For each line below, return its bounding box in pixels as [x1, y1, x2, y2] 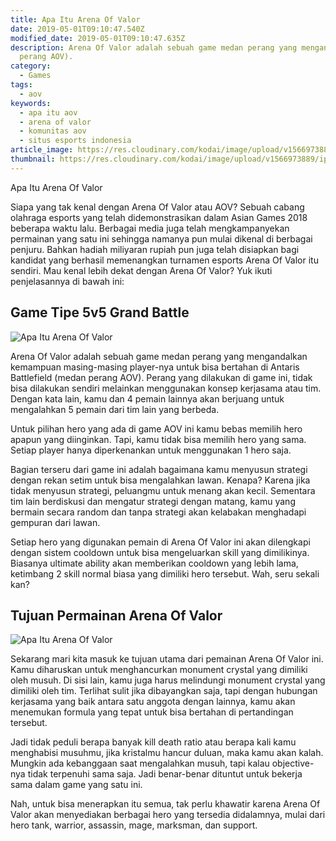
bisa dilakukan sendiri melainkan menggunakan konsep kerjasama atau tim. [10, 382, 322, 394]
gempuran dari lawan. [10, 516, 101, 528]
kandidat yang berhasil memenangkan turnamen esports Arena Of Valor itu [10, 254, 319, 266]
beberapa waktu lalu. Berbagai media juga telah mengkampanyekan [10, 222, 290, 234]
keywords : [10, 98, 52, 108]
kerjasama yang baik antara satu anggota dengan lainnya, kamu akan [10, 696, 296, 708]
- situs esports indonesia [19, 136, 132, 146]
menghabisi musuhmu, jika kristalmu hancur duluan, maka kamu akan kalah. [10, 747, 324, 759]
